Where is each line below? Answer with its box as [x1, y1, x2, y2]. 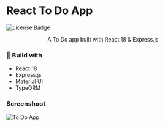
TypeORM [15, 84, 41, 92]
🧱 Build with [6, 51, 43, 59]
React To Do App [6, 4, 93, 18]
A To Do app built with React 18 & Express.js [47, 35, 159, 43]
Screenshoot [6, 100, 46, 108]
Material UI [15, 78, 44, 85]
